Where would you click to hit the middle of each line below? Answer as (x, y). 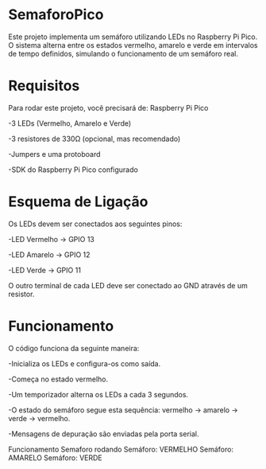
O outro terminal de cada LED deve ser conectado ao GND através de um (128, 285)
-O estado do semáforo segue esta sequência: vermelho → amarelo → (123, 410)
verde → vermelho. (39, 418)
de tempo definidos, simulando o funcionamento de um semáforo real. (123, 53)
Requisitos (44, 86)
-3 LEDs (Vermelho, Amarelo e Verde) (70, 123)
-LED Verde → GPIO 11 (45, 270)
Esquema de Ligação (78, 202)
